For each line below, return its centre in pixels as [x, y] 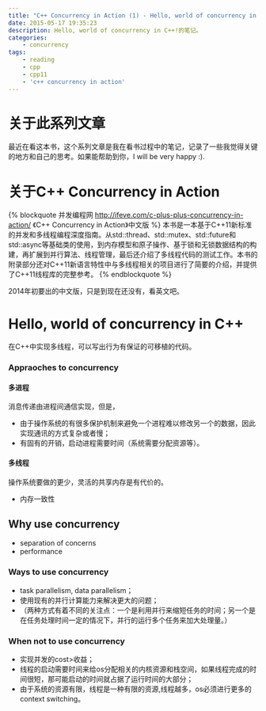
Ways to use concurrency [59, 572]
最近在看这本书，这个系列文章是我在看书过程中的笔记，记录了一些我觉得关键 [133, 146]
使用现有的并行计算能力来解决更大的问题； [89, 600]
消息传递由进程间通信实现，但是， [64, 407]
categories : [28, 38]
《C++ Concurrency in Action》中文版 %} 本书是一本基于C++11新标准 [142, 225]
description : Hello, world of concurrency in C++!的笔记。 [105, 30]
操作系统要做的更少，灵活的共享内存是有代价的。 [88, 482]
